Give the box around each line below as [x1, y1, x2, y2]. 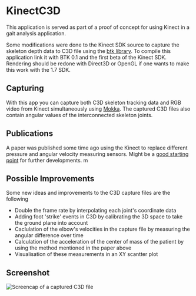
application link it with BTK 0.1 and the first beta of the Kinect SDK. [6, 54, 167, 61]
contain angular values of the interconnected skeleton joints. [6, 111, 153, 118]
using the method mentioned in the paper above [14, 244, 132, 251]
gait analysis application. [6, 29, 67, 36]
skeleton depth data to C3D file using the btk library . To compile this [6, 47, 171, 54]
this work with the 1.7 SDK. [6, 66, 71, 73]
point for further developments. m [6, 157, 88, 164]
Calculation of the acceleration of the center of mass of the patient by [14, 238, 184, 245]
